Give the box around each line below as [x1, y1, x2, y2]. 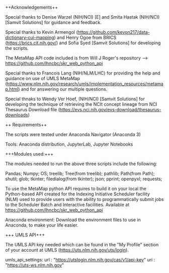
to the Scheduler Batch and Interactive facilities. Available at [5, 201, 130, 208]
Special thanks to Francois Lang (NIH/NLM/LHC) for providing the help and [5, 70, 160, 76]
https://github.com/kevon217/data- [77, 29, 150, 35]
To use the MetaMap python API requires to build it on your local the [5, 186, 147, 191]
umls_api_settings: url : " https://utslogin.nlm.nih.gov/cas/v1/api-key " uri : [5, 257, 155, 262]
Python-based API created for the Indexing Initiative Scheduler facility [5, 191, 150, 197]
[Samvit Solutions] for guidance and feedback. [5, 20, 102, 25]
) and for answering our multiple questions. [18, 86, 108, 92]
